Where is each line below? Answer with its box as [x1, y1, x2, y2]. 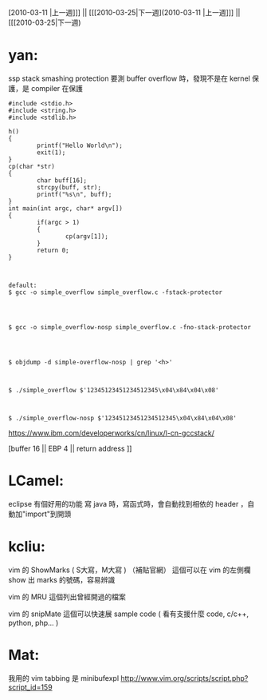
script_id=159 [8, 682, 53, 692]
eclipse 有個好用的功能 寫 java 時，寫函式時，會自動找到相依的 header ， [8, 499, 248, 508]
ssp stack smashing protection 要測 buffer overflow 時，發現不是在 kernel [8, 74, 251, 83]
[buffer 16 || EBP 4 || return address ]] [8, 443, 132, 453]
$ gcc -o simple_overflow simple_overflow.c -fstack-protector [8, 288, 223, 296]
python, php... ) [8, 618, 59, 627]
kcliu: [8, 538, 46, 556]
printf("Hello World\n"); [37, 141, 124, 149]
